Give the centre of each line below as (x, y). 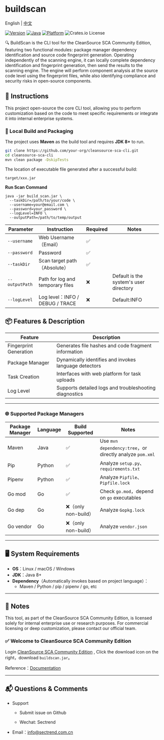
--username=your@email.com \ (39, 205)
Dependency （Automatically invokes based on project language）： (80, 581)
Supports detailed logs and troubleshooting (106, 388)
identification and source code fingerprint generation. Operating (70, 55)
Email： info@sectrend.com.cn (42, 732)
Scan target (52, 261)
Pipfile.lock (115, 483)
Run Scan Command (26, 187)
